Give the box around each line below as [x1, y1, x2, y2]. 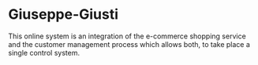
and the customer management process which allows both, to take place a [8, 39, 251, 49]
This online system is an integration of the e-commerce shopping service [8, 31, 246, 41]
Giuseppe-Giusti [8, 5, 119, 23]
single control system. [8, 48, 80, 57]
